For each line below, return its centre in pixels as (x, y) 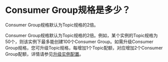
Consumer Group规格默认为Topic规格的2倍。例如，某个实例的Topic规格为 (82, 35)
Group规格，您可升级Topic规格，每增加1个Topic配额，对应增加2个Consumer (84, 48)
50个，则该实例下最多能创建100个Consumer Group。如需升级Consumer (79, 41)
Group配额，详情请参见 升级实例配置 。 (44, 54)
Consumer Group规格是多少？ (68, 10)
